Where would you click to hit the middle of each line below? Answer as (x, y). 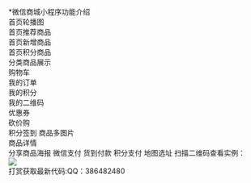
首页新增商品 (30, 42)
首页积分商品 (30, 52)
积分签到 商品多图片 (41, 133)
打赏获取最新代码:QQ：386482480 (67, 171)
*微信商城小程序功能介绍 (49, 12)
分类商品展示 (30, 62)
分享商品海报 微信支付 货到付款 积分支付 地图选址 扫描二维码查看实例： (127, 153)
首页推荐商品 (30, 32)
